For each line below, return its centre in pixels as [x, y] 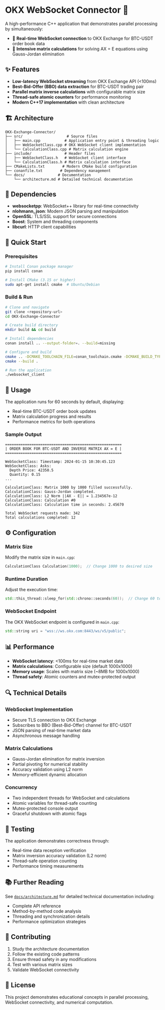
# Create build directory [31, 325]
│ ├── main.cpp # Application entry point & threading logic [82, 140]
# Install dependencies [29, 339]
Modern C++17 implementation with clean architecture [68, 102]
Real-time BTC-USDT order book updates [54, 411]
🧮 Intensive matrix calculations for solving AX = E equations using [80, 49]
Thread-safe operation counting [45, 861]
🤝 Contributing [28, 937]
